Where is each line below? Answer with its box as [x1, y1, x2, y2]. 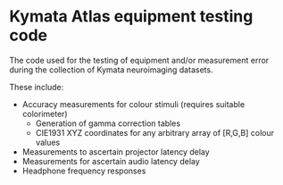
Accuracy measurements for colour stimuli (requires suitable [21, 98, 246, 109]
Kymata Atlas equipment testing [9, 6, 254, 27]
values [35, 137, 61, 147]
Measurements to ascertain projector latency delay [21, 146, 210, 157]
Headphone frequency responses [21, 165, 146, 176]
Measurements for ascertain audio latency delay [21, 156, 201, 166]
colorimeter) [21, 108, 69, 119]
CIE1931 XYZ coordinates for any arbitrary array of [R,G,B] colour [35, 127, 275, 138]
